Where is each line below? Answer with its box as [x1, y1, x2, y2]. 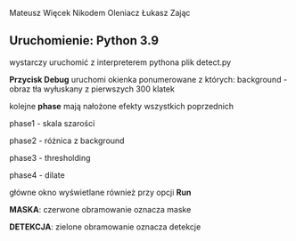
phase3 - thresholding [9, 152, 91, 163]
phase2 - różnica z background [9, 135, 125, 146]
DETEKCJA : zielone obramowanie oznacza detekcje [9, 221, 201, 232]
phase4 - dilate [9, 169, 65, 181]
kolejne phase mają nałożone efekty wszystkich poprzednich [9, 100, 234, 111]
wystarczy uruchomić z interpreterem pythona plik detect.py [9, 57, 232, 68]
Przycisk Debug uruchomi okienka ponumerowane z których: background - [9, 74, 288, 84]
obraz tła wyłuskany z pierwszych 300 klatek [9, 84, 176, 94]
